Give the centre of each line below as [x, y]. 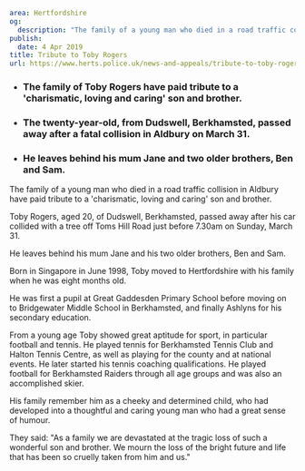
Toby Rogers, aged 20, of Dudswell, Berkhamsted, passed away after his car [152, 217]
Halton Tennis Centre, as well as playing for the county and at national [140, 355]
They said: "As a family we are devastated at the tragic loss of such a [138, 438]
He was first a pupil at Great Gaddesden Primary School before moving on [148, 299]
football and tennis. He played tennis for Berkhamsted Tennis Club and [142, 345]
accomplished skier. [47, 383]
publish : [26, 38]
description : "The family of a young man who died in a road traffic [152, 30]
